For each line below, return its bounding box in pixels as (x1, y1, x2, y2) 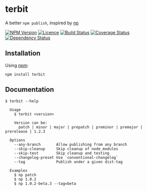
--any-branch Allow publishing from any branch (14, 142, 127, 147)
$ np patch (14, 172, 37, 177)
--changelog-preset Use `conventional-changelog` (14, 155, 119, 160)
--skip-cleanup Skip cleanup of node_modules (14, 146, 119, 151)
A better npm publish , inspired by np (5, 20, 79, 26)
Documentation (5, 85, 54, 94)
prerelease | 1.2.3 (5, 129, 46, 134)
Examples (9, 168, 28, 173)
